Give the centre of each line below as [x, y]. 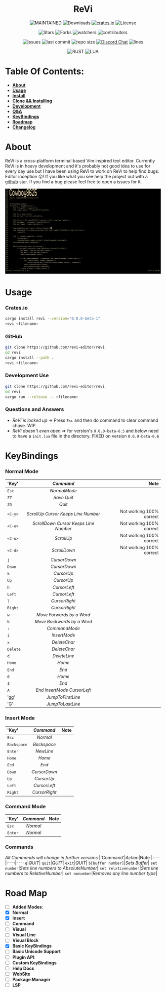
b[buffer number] [106, 863]
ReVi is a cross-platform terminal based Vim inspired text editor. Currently [80, 160]
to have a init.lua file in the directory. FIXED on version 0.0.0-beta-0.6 [85, 436]
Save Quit [63, 498]
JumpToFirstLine [63, 697]
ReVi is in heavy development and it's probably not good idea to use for [78, 166]
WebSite [21, 974]
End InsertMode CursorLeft [63, 690]
